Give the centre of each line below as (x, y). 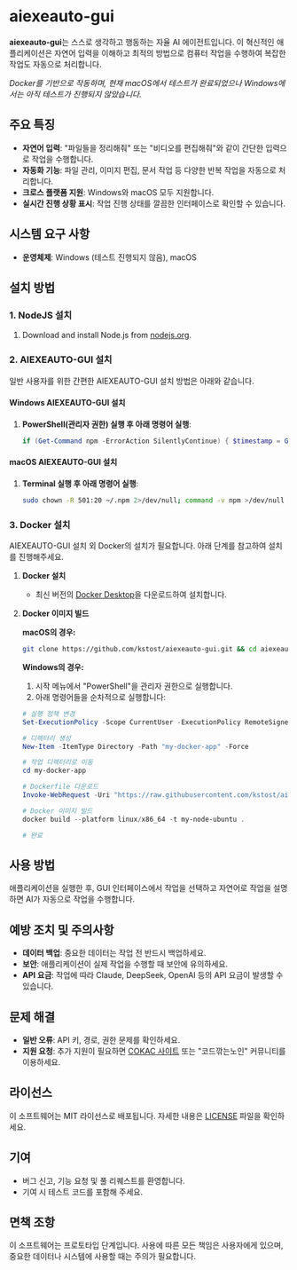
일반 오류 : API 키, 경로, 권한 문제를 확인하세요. (101, 1039)
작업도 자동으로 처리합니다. (55, 64)
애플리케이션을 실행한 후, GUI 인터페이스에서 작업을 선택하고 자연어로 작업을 (141, 888)
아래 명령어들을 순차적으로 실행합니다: (101, 697)
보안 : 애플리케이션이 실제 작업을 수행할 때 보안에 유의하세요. (125, 964)
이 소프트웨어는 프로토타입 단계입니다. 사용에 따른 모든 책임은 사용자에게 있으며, (146, 1245)
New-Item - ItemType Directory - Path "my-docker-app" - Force (135, 746)
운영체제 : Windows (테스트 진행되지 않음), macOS (109, 257)
